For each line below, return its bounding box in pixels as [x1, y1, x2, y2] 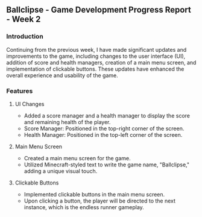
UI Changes [14, 100, 45, 107]
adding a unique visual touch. [24, 167, 98, 174]
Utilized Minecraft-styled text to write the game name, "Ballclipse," [24, 161, 190, 168]
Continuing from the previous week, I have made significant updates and [6, 46, 187, 53]
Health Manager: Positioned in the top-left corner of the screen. [24, 131, 183, 138]
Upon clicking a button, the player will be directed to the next [24, 197, 176, 204]
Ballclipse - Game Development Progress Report [6, 5, 191, 15]
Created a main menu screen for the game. [24, 154, 131, 162]
